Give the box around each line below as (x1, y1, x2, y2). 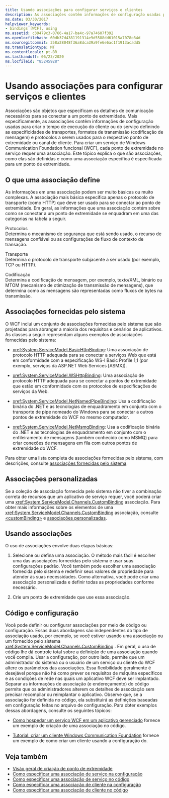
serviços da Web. (12, 388, 49, 394)
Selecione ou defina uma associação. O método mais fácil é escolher (12, 552, 156, 558)
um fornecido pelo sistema (5, 638, 61, 644)
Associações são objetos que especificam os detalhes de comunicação (5, 108, 154, 114)
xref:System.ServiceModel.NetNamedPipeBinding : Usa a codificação (12, 398, 156, 404)
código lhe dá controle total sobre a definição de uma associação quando (5, 649, 158, 655)
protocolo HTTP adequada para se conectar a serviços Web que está (12, 352, 157, 358)
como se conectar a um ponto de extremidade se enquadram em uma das (5, 211, 159, 216)
